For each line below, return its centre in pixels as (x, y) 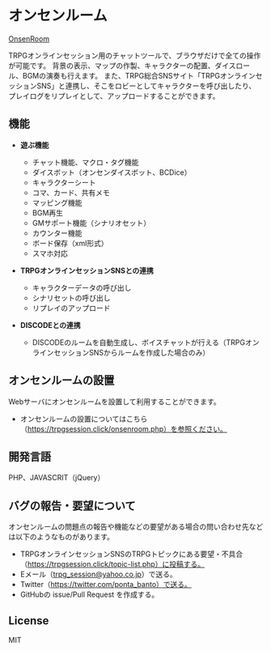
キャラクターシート (64, 182)
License (29, 621)
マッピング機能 (57, 202)
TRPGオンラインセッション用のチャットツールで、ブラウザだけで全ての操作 (135, 55)
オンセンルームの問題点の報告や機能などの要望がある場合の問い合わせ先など (136, 527)
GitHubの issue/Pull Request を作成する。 (89, 594)
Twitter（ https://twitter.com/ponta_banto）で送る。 (106, 585)
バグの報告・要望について (72, 506)
